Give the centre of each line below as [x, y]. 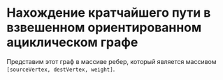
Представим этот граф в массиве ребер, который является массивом [111, 61]
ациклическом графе [72, 42]
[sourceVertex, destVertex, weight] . [61, 69]
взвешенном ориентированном [104, 27]
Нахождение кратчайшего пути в [109, 13]
